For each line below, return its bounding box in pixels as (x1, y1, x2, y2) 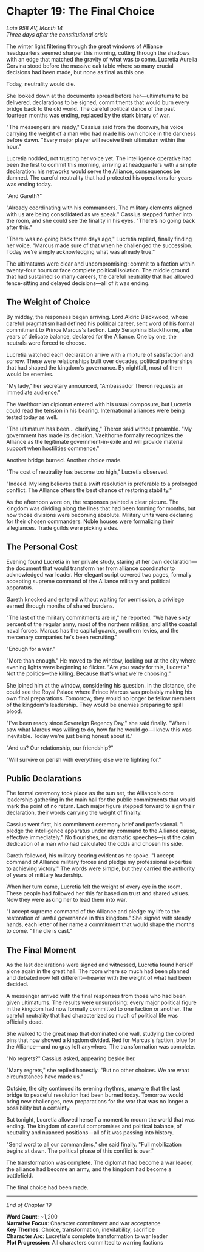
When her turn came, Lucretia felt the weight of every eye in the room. (6, 883, 183, 890)
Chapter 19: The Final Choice (6, 4, 155, 18)
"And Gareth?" (6, 192, 42, 199)
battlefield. (6, 1172, 33, 1180)
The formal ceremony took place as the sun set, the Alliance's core (6, 790, 174, 797)
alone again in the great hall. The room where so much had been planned (6, 968, 189, 975)
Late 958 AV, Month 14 (6, 24, 63, 32)
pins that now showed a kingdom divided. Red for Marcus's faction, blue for (6, 1036, 196, 1044)
